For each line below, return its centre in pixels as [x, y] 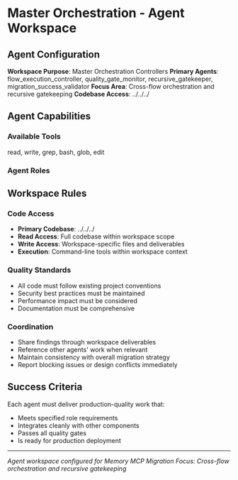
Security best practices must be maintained [81, 293]
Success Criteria [45, 387]
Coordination [30, 327]
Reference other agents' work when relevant [83, 349]
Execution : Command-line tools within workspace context [102, 252]
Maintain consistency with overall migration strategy [93, 357]
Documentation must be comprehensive [76, 308]
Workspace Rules [47, 193]
